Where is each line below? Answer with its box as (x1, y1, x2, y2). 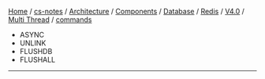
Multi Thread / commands (8, 15, 92, 24)
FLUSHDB (19, 47, 53, 56)
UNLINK (19, 38, 47, 48)
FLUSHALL (19, 55, 56, 64)
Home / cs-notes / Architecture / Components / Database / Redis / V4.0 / (8, 7, 244, 16)
